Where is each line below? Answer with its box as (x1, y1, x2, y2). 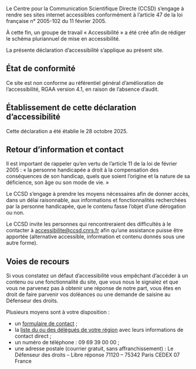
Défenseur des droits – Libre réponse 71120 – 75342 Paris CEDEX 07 (14, 351, 180, 358)
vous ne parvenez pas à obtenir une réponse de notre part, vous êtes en (6, 285, 181, 292)
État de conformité (6, 64, 76, 74)
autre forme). (6, 239, 38, 246)
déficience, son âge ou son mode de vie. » (6, 179, 109, 186)
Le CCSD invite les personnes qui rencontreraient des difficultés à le (6, 220, 171, 228)
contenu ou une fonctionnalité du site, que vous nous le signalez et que (6, 278, 179, 285)
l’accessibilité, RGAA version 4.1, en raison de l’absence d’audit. (6, 85, 160, 93)
